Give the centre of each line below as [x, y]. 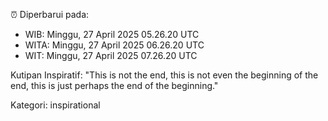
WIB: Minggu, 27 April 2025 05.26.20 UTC [112, 34]
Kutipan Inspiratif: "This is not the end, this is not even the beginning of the [164, 75]
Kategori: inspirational [55, 105]
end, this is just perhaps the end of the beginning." [114, 85]
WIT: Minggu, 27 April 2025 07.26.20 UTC [111, 55]
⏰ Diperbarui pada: [50, 14]
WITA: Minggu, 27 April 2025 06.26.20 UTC [114, 45]
